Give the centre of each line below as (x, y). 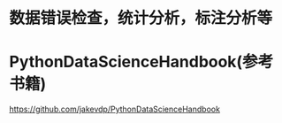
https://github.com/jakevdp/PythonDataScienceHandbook (115, 109)
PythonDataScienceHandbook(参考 (141, 62)
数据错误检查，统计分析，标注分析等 (141, 18)
